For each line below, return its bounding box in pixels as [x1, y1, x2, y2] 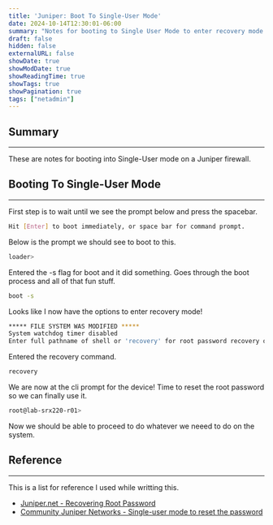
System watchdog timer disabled [8, 329, 118, 338]
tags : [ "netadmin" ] [8, 95, 75, 103]
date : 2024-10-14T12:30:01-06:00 [8, 19, 122, 28]
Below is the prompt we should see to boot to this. [8, 237, 176, 247]
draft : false [8, 34, 53, 43]
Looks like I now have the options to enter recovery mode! [8, 306, 203, 316]
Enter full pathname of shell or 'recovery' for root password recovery [8, 338, 260, 346]
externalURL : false [8, 49, 75, 58]
